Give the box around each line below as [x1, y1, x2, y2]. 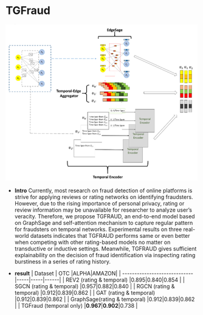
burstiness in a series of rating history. [14, 258, 111, 265]
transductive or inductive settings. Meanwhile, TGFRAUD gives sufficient [14, 245, 197, 252]
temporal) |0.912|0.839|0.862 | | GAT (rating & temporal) [14, 289, 156, 296]
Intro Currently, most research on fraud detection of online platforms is [14, 187, 193, 194]
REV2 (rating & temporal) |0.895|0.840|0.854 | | [65, 276, 185, 283]
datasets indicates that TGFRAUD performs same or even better [30, 232, 190, 239]
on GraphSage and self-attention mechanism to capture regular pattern [14, 220, 193, 226]
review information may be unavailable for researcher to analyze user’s [14, 206, 193, 213]
